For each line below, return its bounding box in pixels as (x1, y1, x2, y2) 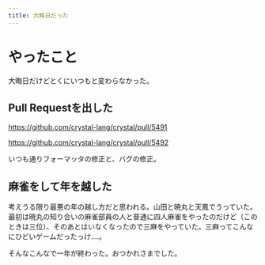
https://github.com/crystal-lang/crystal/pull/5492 (8, 138, 169, 147)
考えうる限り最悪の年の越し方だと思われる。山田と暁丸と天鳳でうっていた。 (8, 203, 257, 212)
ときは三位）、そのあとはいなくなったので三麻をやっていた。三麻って (8, 222, 233, 232)
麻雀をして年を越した (8, 180, 112, 193)
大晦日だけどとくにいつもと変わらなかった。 (8, 76, 154, 85)
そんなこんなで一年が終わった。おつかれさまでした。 (8, 248, 182, 258)
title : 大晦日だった (8, 11, 69, 20)
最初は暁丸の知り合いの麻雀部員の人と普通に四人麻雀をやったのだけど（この (8, 212, 258, 221)
